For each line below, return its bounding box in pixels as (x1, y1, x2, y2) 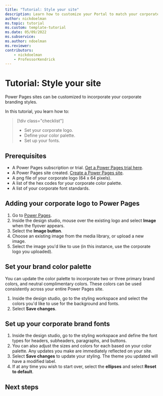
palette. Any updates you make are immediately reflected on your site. (12, 348, 152, 354)
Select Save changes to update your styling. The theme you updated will (12, 353, 158, 359)
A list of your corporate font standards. (12, 185, 90, 191)
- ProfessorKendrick (14, 57, 55, 62)
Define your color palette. (24, 132, 76, 139)
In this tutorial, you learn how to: (5, 108, 69, 114)
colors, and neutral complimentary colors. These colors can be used (5, 281, 142, 287)
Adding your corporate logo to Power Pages (5, 199, 140, 208)
